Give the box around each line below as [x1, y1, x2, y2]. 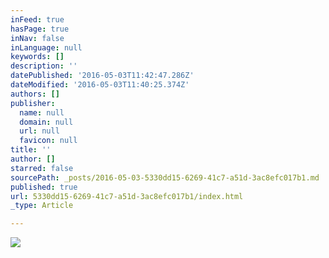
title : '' [10, 145, 52, 155]
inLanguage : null [10, 42, 83, 53]
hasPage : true [10, 24, 70, 34]
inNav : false [10, 33, 65, 43]
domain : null [19, 117, 74, 127]
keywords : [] [10, 52, 65, 62]
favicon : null [19, 136, 78, 146]
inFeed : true [10, 14, 65, 25]
